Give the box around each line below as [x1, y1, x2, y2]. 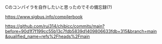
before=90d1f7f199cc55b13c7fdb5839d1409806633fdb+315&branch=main [5, 29, 157, 34]
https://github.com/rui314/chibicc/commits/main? [5, 23, 105, 29]
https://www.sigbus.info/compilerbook [5, 14, 83, 19]
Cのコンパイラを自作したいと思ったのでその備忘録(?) [5, 4, 113, 10]
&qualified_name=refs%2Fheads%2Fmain [5, 33, 90, 39]
